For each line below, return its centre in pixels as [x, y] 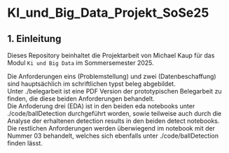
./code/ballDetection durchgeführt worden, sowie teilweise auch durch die [114, 114]
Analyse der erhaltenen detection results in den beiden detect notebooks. [113, 121]
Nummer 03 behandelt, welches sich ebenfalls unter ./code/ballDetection [113, 136]
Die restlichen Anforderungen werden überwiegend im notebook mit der [111, 128]
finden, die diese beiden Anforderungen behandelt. [81, 99]
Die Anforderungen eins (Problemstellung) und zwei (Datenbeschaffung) [112, 76]
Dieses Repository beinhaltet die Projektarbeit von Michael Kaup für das [111, 55]
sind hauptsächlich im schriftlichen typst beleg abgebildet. [92, 84]
